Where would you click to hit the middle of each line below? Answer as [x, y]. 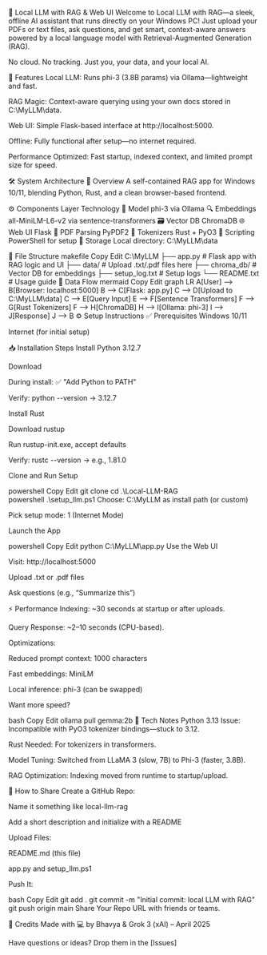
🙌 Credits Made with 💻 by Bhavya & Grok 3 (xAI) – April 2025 [109, 924]
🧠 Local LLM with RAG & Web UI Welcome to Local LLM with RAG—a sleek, [132, 12]
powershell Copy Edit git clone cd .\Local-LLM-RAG [93, 491]
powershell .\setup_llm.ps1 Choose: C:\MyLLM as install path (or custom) [128, 500]
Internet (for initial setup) [49, 332]
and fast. [23, 86]
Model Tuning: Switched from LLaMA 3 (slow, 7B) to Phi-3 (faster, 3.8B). [127, 760]
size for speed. [33, 165]
